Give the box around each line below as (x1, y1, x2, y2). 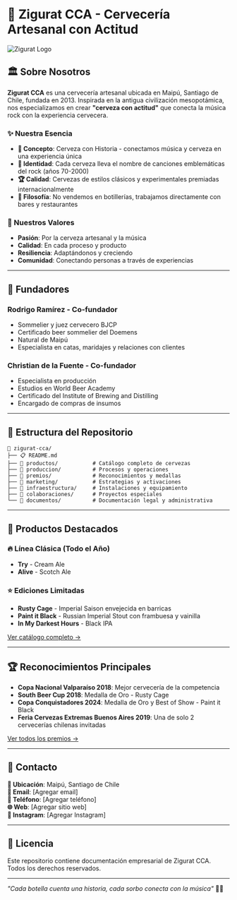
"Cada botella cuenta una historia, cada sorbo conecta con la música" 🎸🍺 (7, 884, 224, 892)
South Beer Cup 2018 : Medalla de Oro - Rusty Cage (17, 690, 169, 699)
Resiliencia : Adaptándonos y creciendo (17, 248, 133, 257)
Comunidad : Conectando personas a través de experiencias (17, 256, 194, 265)
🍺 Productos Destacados (7, 522, 119, 535)
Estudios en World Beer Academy (17, 384, 116, 392)
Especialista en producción (17, 377, 97, 385)
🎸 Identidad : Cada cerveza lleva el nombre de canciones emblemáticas (17, 160, 225, 168)
